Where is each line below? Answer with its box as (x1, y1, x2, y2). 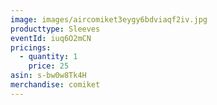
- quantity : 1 (19, 52, 78, 62)
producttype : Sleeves (10, 24, 101, 34)
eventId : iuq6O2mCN (10, 33, 92, 43)
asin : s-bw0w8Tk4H (10, 71, 87, 81)
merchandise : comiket (10, 80, 101, 90)
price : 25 (28, 61, 70, 71)
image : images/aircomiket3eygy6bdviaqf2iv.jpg (10, 14, 208, 25)
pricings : (10, 42, 52, 53)
